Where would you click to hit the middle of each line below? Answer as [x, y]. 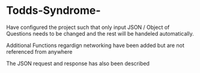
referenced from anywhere [39, 51]
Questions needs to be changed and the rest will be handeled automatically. [100, 33]
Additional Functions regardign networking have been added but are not [95, 45]
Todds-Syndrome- [53, 11]
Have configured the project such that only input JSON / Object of [88, 27]
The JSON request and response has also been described [78, 63]
